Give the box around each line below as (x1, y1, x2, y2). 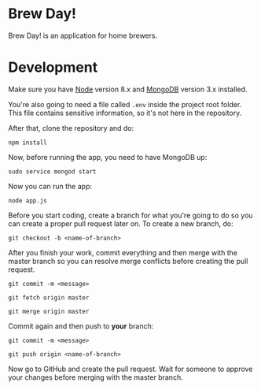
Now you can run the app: (8, 181, 93, 191)
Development (8, 58, 98, 76)
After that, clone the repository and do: (8, 123, 134, 132)
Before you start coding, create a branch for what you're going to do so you (8, 210, 253, 220)
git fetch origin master (8, 293, 90, 302)
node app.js (8, 196, 47, 205)
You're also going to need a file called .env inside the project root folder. (8, 99, 242, 109)
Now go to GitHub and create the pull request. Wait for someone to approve (8, 364, 253, 373)
